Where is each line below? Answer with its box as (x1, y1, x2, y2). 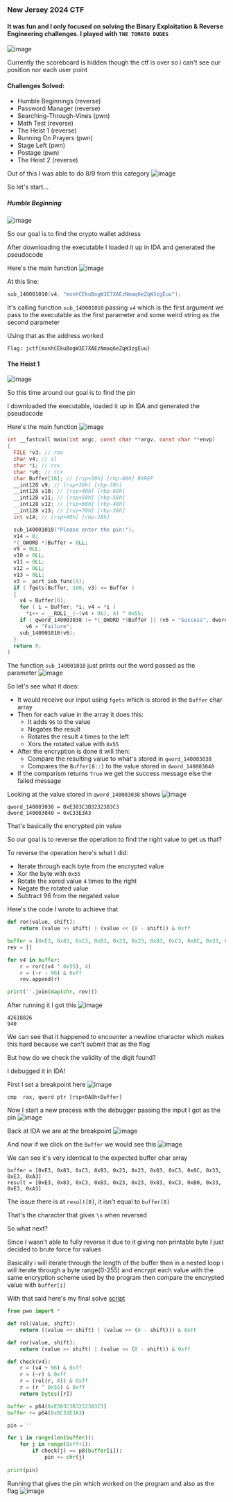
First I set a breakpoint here (7, 1081, 86, 1089)
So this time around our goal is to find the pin (7, 389, 136, 397)
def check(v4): (7, 1358, 51, 1365)
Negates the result (27, 725, 81, 734)
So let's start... (7, 183, 49, 192)
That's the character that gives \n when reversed (7, 1211, 148, 1220)
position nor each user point (7, 66, 88, 74)
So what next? (7, 1224, 49, 1233)
